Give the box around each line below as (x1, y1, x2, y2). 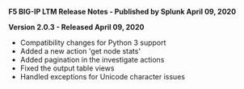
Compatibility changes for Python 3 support (19, 38, 166, 47)
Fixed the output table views (19, 63, 115, 73)
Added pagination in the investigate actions (19, 55, 165, 64)
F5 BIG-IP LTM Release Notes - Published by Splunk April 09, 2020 (8, 7, 237, 16)
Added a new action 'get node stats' (19, 47, 141, 55)
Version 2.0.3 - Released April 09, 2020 (8, 22, 145, 31)
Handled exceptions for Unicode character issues (19, 72, 186, 81)
